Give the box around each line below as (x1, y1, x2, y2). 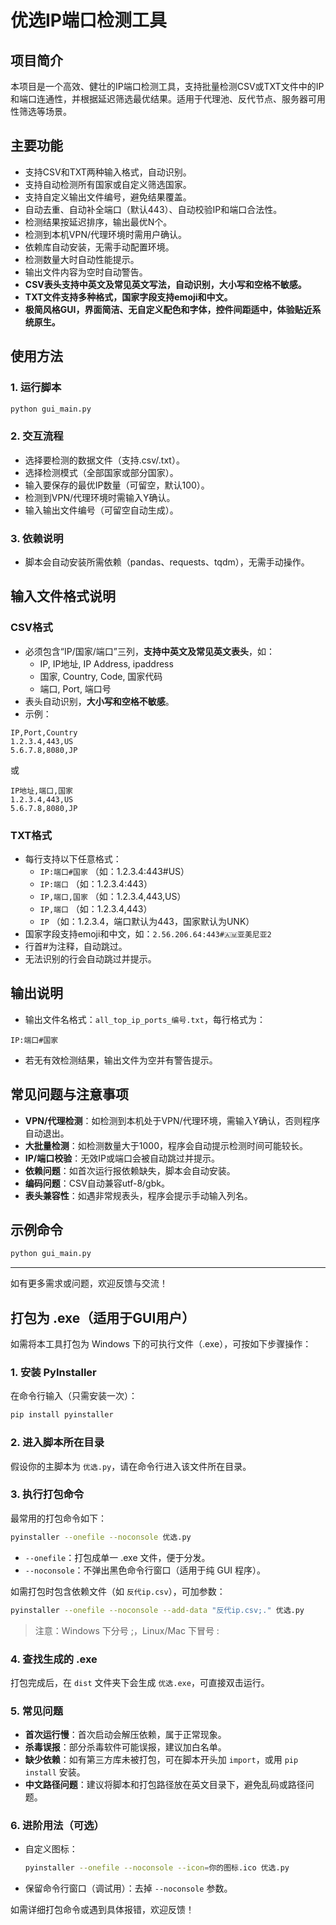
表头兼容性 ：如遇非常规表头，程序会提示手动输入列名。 (24, 1189, 253, 1201)
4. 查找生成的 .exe (10, 1652, 98, 1666)
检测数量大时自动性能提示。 (24, 253, 140, 265)
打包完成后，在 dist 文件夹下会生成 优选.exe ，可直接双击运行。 (10, 1676, 270, 1688)
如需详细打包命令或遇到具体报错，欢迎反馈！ (10, 1904, 195, 1916)
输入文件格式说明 (10, 588, 116, 605)
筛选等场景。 (18, 106, 72, 117)
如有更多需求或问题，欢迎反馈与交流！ (10, 1277, 168, 1290)
